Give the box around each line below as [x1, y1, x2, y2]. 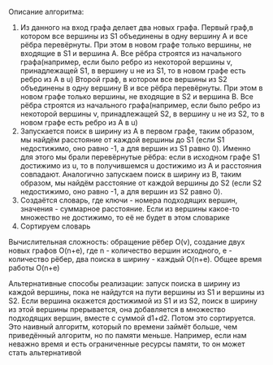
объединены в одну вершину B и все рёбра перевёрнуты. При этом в [19, 83, 263, 93]
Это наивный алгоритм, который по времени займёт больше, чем [8, 322, 238, 332]
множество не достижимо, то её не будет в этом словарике [19, 213, 230, 222]
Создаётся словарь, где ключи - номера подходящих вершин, [19, 195, 238, 205]
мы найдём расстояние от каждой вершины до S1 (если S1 [19, 135, 225, 145]
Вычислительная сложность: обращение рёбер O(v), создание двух [8, 237, 245, 246]
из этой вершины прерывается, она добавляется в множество [8, 305, 226, 314]
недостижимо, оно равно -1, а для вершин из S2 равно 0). [19, 187, 223, 196]
